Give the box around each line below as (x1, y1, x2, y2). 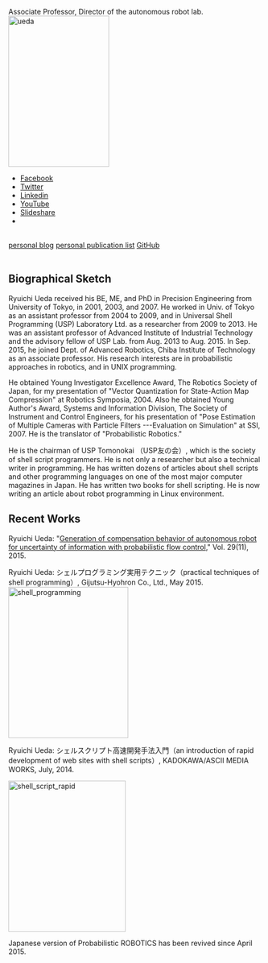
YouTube (19, 199, 50, 209)
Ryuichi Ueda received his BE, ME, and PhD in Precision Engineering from (8, 293, 252, 303)
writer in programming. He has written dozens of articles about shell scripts (8, 463, 259, 473)
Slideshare (19, 208, 56, 217)
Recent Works (8, 512, 81, 526)
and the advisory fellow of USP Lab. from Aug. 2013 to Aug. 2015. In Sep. (8, 336, 251, 345)
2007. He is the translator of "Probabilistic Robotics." (8, 428, 183, 438)
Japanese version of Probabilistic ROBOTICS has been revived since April (8, 938, 253, 948)
